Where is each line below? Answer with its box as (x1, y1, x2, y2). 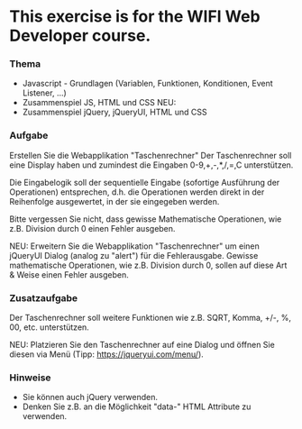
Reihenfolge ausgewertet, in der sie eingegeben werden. (9, 196, 220, 206)
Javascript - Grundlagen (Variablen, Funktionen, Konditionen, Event (22, 78, 273, 89)
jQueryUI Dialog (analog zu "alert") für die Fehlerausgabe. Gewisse (9, 250, 259, 260)
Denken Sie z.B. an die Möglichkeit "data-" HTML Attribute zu (22, 401, 252, 412)
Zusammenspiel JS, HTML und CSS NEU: (22, 97, 177, 108)
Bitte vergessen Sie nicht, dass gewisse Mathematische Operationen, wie (9, 214, 282, 224)
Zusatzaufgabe (9, 291, 78, 304)
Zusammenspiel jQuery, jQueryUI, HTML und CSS (22, 106, 207, 118)
